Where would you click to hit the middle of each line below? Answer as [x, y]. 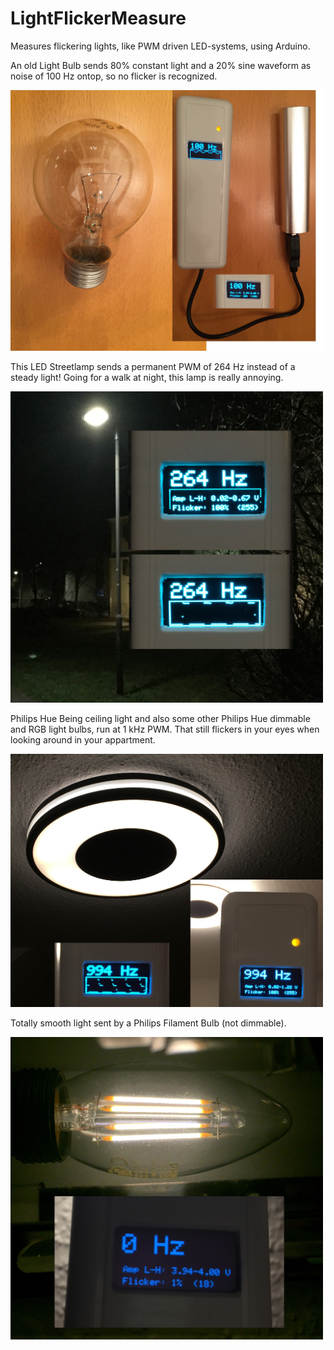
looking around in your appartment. [83, 740]
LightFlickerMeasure [98, 18]
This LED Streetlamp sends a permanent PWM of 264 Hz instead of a [153, 367]
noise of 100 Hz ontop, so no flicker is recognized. [114, 76]
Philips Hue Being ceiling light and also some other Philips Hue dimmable [160, 719]
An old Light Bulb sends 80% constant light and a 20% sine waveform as [161, 65]
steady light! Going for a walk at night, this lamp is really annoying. [147, 378]
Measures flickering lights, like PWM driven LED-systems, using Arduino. [160, 46]
